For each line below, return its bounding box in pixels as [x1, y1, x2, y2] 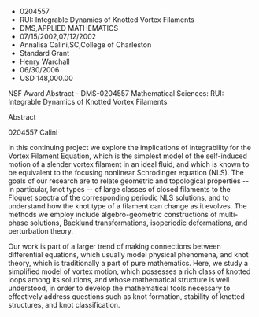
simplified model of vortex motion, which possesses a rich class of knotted [8, 267, 251, 276]
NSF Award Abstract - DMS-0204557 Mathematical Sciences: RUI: [8, 89, 224, 98]
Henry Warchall [19, 57, 70, 66]
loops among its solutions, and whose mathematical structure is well [8, 275, 230, 284]
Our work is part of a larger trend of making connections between [8, 241, 222, 251]
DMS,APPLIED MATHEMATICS [19, 24, 119, 32]
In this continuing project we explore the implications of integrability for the [8, 143, 252, 152]
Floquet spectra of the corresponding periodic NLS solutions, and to [8, 193, 230, 202]
